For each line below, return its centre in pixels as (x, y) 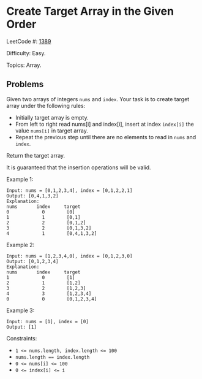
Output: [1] (21, 327)
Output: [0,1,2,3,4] (33, 261)
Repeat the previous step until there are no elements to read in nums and (106, 137)
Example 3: (21, 310)
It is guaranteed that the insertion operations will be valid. (79, 167)
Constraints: (22, 338)
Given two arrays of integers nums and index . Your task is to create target (98, 99)
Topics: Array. (24, 65)
